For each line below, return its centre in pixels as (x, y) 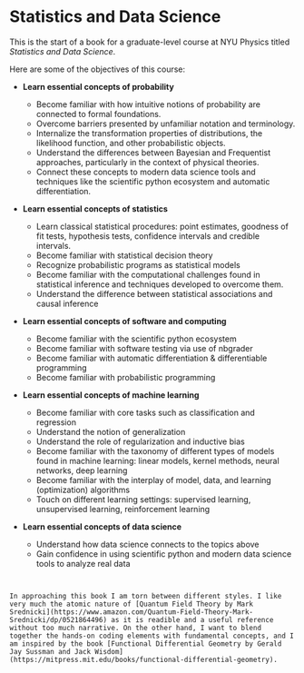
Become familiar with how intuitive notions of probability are (148, 104)
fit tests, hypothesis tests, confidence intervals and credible (148, 236)
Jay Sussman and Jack (50, 651)
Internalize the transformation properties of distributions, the (149, 133)
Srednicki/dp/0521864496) (58, 619)
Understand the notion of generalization (111, 431)
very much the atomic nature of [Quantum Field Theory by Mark (132, 604)
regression (56, 422)
